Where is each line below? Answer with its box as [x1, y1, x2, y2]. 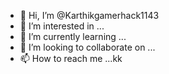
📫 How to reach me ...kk [19, 53, 123, 64]
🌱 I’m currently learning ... [19, 31, 127, 42]
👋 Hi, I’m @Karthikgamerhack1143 [19, 10, 160, 21]
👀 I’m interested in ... [19, 20, 105, 32]
